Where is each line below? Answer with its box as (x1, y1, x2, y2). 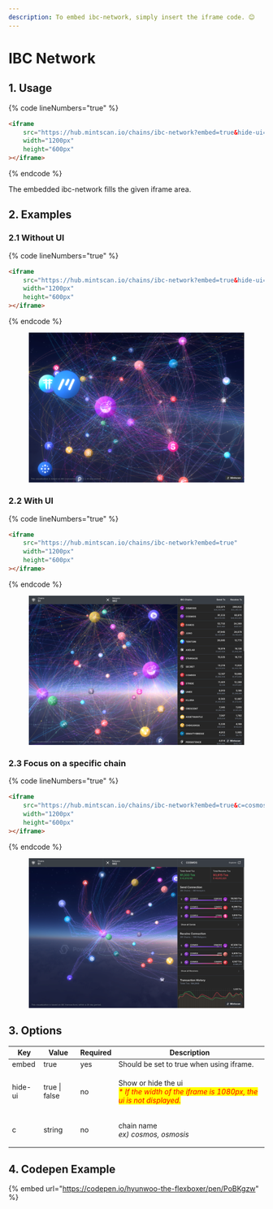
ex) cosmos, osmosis (118, 1129, 189, 1139)
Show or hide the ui (118, 1077, 184, 1088)
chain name (118, 1120, 158, 1130)
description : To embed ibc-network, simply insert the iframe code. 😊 (8, 13, 255, 21)
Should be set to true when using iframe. (118, 1059, 254, 1069)
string (43, 1125, 63, 1135)
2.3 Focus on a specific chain (8, 757, 127, 769)
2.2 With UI (8, 496, 54, 507)
